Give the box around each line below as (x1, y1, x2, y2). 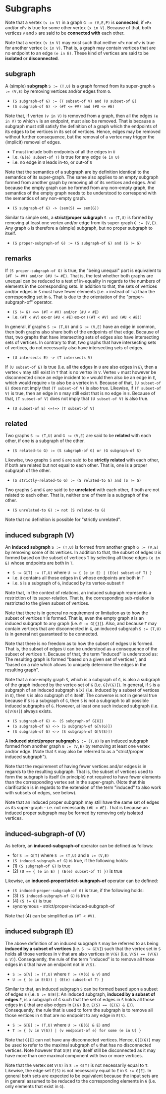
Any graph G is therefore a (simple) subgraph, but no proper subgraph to (5, 225, 153, 231)
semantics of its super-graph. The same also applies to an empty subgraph (5, 174, 159, 180)
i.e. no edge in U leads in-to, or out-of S (12, 159, 93, 165)
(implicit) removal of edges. (5, 139, 61, 145)
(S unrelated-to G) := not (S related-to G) (12, 508, 106, 513)
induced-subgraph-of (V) (5, 830, 86, 838)
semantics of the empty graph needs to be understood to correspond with (5, 190, 157, 196)
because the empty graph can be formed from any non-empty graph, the (5, 185, 155, 191)
